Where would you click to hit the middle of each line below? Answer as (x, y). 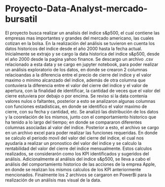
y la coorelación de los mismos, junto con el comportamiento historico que (81, 117)
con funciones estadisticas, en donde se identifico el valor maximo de (76, 106)
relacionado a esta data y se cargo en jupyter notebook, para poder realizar (82, 64)
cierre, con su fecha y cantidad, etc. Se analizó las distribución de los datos (82, 111)
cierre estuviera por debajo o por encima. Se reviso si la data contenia (76, 96)
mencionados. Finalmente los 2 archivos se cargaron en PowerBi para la (78, 175)
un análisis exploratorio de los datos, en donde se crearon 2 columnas (76, 69)
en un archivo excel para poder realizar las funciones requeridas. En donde (81, 133)
